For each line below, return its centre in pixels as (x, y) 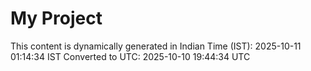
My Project (56, 18)
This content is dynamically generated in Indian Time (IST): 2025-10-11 (156, 46)
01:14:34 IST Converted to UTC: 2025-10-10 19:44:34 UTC (130, 56)
